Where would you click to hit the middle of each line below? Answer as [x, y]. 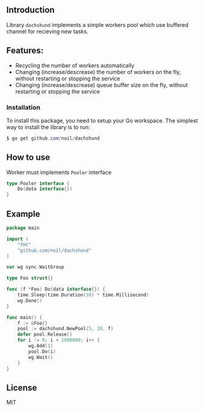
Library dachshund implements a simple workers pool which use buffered [97, 25]
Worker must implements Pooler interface [59, 172]
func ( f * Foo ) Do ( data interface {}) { [56, 289]
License [22, 387]
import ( [17, 239]
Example [23, 214]
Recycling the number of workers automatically [75, 65]
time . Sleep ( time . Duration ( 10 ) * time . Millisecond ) [83, 295]
